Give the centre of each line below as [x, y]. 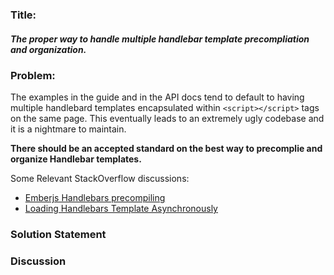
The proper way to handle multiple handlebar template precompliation [160, 39]
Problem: [33, 75]
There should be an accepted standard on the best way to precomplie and [166, 149]
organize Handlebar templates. [76, 159]
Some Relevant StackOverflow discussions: [100, 179]
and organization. [48, 49]
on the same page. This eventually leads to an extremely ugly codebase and [167, 119]
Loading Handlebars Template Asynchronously [121, 209]
